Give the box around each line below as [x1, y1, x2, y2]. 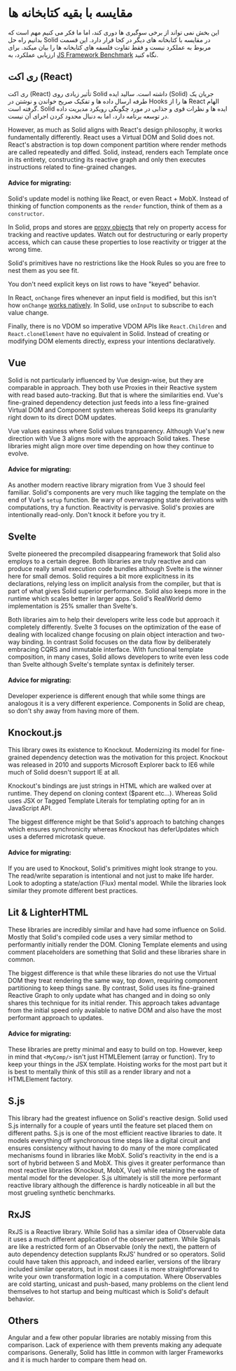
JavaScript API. [8, 803, 53, 812]
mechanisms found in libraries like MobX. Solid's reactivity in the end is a [8, 1151, 219, 1159]
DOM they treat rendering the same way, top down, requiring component [8, 976, 218, 984]
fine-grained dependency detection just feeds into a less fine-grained [8, 398, 209, 406]
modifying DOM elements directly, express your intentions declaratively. [8, 337, 216, 345]
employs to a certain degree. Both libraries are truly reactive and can [8, 556, 206, 566]
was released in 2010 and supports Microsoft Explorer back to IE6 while [8, 760, 215, 769]
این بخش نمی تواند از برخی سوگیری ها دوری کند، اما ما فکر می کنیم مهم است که [8, 28, 220, 36]
